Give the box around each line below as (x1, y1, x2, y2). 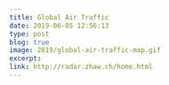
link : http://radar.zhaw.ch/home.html (9, 63, 153, 72)
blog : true (9, 37, 50, 47)
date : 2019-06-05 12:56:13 (9, 21, 109, 30)
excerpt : (9, 54, 42, 63)
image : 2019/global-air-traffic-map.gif (9, 46, 162, 55)
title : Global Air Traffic (9, 12, 109, 22)
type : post (9, 29, 50, 38)
